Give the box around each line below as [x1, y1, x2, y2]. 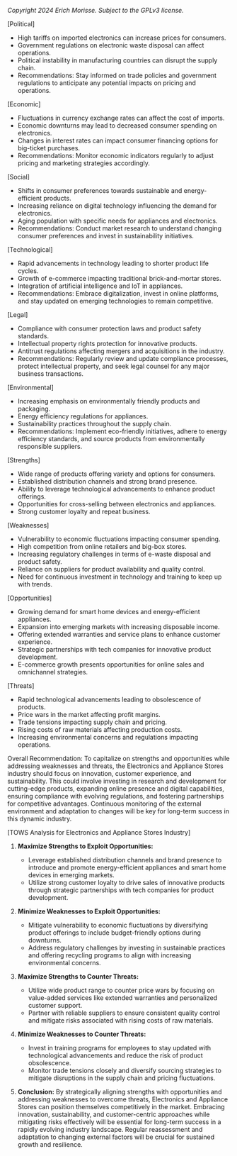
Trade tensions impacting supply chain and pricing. [17, 718, 168, 726]
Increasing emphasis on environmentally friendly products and [17, 397, 200, 405]
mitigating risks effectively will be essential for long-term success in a [17, 1118, 221, 1126]
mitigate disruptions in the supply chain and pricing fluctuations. [28, 1074, 216, 1082]
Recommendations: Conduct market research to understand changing [17, 224, 221, 233]
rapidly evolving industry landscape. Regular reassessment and [17, 1126, 203, 1133]
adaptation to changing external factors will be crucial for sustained [17, 1133, 214, 1141]
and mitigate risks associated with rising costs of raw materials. [28, 1016, 214, 1024]
